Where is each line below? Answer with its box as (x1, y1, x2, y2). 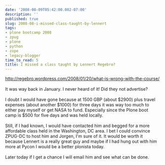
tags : (5, 26, 16, 31)
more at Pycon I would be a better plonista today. (5, 144, 105, 150)
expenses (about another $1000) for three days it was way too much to (5, 102, 149, 108)
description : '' (5, 12, 38, 17)
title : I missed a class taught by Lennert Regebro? (5, 62, 116, 67)
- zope (5, 48, 19, 53)
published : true (5, 16, 38, 21)
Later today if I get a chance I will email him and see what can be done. (5, 154, 149, 160)
